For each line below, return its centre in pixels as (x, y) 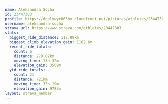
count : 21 (24, 75)
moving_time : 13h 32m (36, 61)
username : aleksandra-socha (34, 24)
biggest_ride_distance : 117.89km (44, 38)
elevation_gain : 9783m (37, 89)
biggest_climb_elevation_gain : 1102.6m (51, 42)
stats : (12, 33)
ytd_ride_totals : (27, 70)
